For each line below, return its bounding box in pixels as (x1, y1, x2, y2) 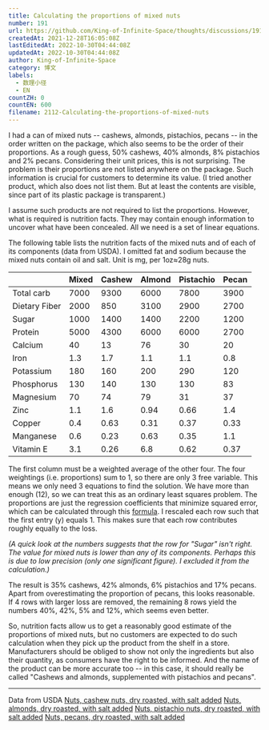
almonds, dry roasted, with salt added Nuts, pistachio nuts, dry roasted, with (8, 704, 261, 713)
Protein (12, 327, 40, 337)
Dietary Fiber (12, 301, 62, 311)
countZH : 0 (8, 94, 45, 102)
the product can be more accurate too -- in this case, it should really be (8, 664, 244, 673)
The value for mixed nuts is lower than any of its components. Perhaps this (8, 547, 256, 557)
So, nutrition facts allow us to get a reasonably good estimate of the (8, 621, 232, 631)
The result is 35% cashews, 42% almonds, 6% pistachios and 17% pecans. (8, 580, 257, 589)
